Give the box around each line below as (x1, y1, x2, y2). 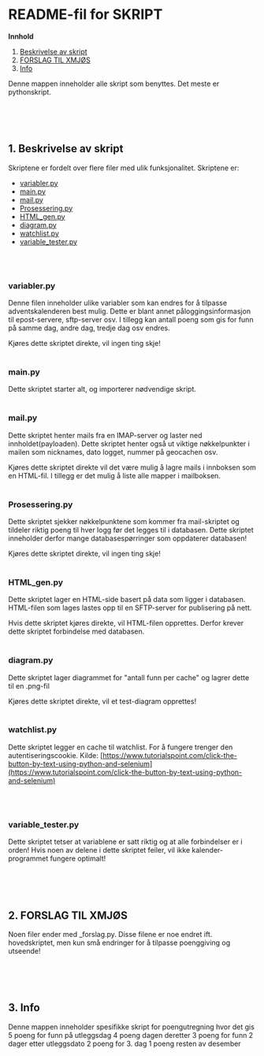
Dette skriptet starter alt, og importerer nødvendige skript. (8, 385, 197, 394)
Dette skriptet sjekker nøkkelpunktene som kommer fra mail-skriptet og (8, 516, 240, 526)
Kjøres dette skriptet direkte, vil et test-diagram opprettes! (8, 696, 197, 706)
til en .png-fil (8, 681, 50, 690)
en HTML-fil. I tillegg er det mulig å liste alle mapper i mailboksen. (8, 470, 221, 480)
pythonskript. (8, 87, 51, 96)
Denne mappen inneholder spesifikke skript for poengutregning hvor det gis (8, 1022, 255, 1032)
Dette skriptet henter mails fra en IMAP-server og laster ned (8, 430, 203, 440)
